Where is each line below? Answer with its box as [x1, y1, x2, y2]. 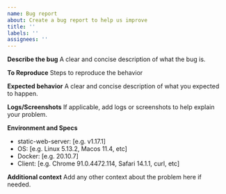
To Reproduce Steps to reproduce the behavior [7, 69, 143, 77]
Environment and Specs [7, 124, 78, 132]
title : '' [7, 23, 36, 30]
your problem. [7, 111, 47, 119]
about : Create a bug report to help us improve [7, 17, 148, 24]
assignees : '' [7, 36, 49, 43]
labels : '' [7, 29, 39, 37]
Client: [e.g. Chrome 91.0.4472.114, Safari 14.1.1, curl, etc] [17, 159, 180, 168]
